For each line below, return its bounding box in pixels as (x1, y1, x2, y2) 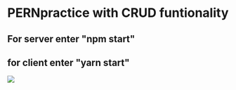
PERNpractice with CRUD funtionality (7, 5, 229, 21)
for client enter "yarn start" (7, 56, 130, 68)
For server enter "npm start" (7, 33, 136, 45)
